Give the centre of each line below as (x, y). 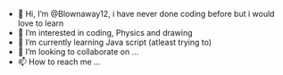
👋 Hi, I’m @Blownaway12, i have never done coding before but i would (146, 14)
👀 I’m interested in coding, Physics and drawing (105, 33)
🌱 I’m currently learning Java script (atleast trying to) (115, 42)
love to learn (41, 23)
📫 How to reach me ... (59, 62)
